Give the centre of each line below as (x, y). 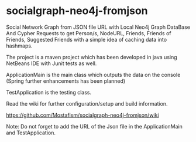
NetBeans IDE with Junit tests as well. (51, 63)
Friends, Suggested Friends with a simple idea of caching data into (87, 39)
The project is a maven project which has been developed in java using (92, 57)
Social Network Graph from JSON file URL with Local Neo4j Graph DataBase (98, 27)
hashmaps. (19, 46)
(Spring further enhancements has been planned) (66, 81)
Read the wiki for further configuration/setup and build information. (87, 103)
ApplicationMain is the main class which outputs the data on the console (93, 75)
